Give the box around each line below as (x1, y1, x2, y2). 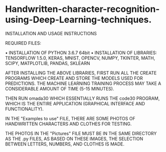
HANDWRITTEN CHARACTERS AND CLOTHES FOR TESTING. (5, 121, 132, 127)
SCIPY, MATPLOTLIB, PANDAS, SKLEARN (5, 60, 90, 66)
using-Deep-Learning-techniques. (5, 14, 152, 25)
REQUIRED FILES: (5, 40, 41, 46)
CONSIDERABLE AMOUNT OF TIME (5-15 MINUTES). (5, 85, 115, 91)
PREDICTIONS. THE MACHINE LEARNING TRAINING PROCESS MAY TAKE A (5, 80, 162, 86)
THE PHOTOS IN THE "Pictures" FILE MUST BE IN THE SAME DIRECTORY (5, 130, 157, 136)
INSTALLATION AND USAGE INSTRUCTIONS (5, 30, 97, 36)
